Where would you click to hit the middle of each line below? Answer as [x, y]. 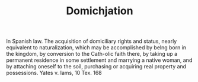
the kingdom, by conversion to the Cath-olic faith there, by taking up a [92, 54]
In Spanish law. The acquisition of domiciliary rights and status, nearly [92, 41]
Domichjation [100, 11]
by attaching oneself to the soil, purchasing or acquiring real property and [96, 67]
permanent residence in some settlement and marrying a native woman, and [99, 60]
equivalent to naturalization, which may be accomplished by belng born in [96, 48]
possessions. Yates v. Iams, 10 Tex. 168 [54, 73]
